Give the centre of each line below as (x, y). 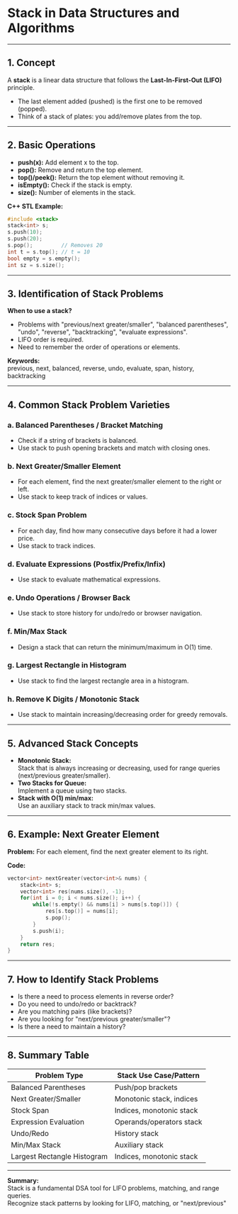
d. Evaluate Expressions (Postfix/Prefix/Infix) (86, 564)
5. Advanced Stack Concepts (73, 743)
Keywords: (24, 361)
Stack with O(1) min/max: (56, 798)
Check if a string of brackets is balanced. (78, 441)
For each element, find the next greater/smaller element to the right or (119, 482)
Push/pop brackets (146, 1087)
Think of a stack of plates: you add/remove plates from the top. (110, 116)
